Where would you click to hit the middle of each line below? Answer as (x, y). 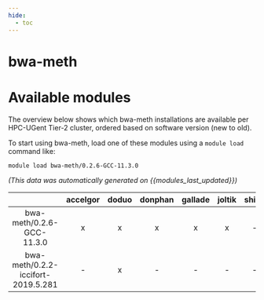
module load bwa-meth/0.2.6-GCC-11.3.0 (73, 166)
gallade (196, 199)
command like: (32, 151)
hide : (17, 15)
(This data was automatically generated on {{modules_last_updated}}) (123, 180)
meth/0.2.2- (35, 265)
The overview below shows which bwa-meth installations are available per (128, 119)
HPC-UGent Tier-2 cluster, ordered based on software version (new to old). (130, 127)
